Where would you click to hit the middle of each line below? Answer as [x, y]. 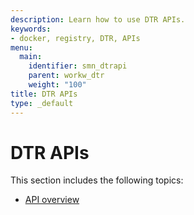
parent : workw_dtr [66, 76]
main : [31, 57]
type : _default [42, 103]
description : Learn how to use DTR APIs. [98, 19]
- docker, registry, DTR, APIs [75, 38]
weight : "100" [57, 85]
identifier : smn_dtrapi [78, 66]
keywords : [31, 29]
